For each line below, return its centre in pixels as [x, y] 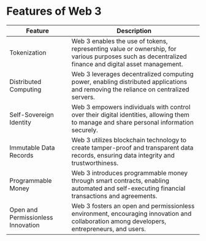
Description [134, 31]
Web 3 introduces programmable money [130, 173]
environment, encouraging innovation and [132, 213]
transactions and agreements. [114, 196]
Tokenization [28, 52]
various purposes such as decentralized [129, 56]
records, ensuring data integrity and [123, 155]
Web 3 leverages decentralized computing [133, 74]
